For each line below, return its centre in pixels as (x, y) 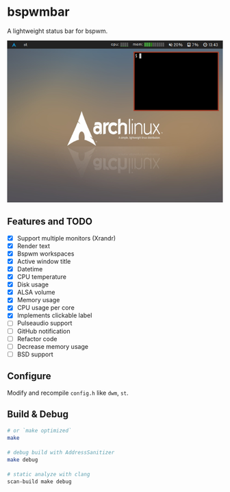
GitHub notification (43, 331)
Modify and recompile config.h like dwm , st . (68, 393)
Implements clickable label (54, 315)
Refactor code (37, 339)
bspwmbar (38, 12)
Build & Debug (38, 414)
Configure (29, 377)
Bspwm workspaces (46, 254)
